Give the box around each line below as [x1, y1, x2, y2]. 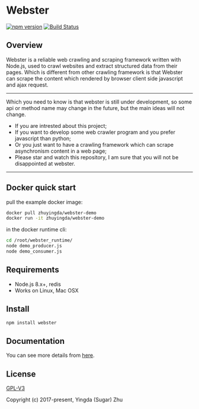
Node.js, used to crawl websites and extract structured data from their [6, 62, 178, 69]
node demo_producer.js [6, 243, 62, 249]
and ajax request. [6, 81, 49, 88]
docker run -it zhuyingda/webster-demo [6, 215, 105, 221]
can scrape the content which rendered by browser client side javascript [6, 75, 183, 82]
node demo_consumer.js [6, 249, 62, 255]
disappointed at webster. [14, 160, 76, 167]
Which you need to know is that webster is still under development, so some [6, 98, 192, 105]
